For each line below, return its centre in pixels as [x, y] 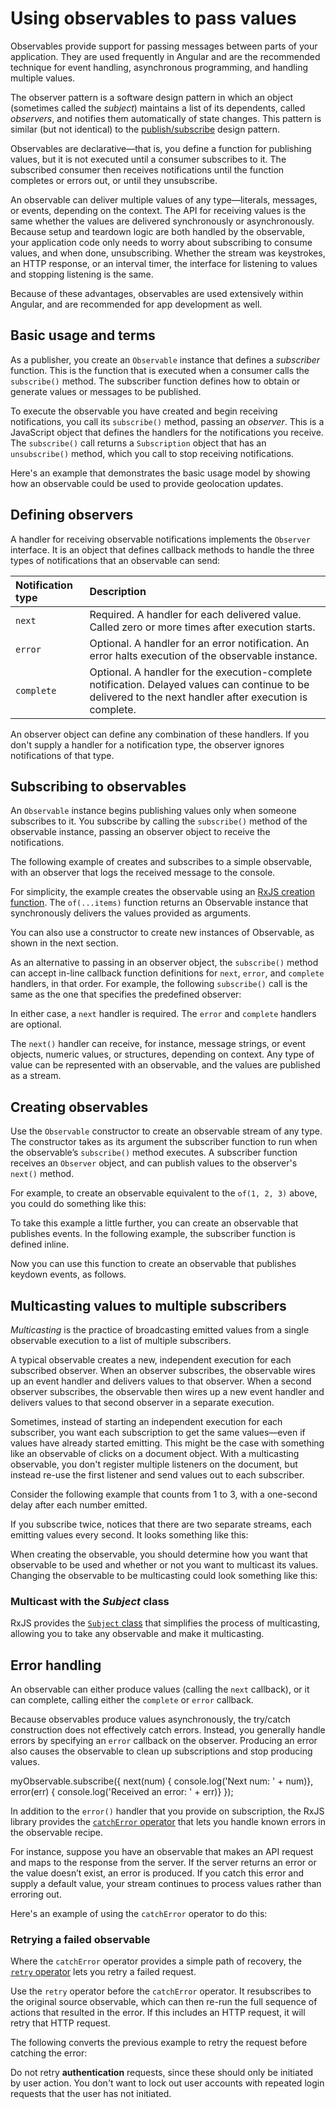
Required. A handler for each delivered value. [195, 614]
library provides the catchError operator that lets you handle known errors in [168, 1822]
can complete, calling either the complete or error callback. [132, 1700]
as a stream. [36, 1076]
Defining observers [72, 515]
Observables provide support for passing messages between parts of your [164, 46]
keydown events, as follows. [68, 1274]
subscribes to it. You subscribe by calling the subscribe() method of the [159, 821]
